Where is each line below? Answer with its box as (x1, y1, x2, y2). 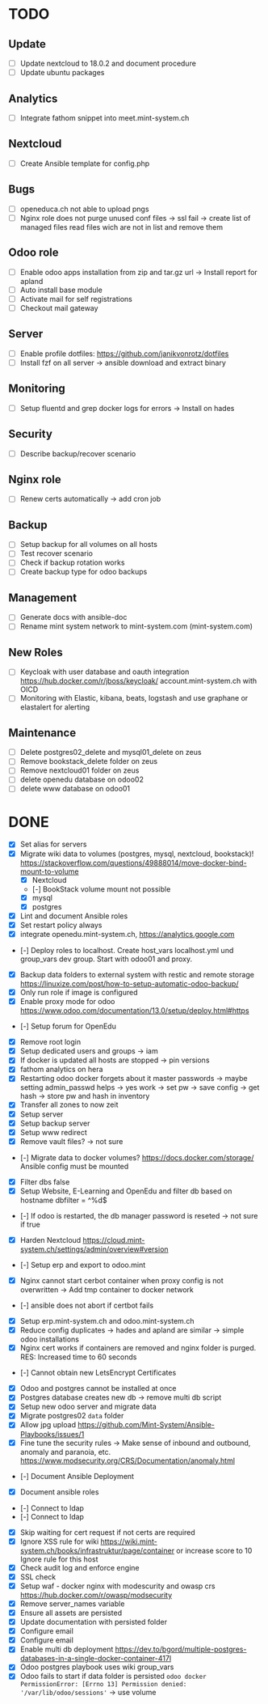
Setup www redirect (19, 1127, 87, 1137)
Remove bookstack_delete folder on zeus (19, 757, 158, 766)
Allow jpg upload (19, 1420, 77, 1430)
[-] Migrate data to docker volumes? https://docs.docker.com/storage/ (19, 1152, 254, 1162)
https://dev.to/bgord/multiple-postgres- (115, 1644, 247, 1655)
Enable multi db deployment (19, 1644, 114, 1655)
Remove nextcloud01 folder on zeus (19, 765, 140, 775)
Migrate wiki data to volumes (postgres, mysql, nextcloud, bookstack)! (19, 849, 254, 858)
